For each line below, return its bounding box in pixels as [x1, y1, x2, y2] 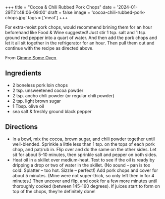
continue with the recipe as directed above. [5, 45, 94, 51]
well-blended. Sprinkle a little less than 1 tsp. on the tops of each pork [12, 141, 155, 147]
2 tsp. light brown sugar [12, 98, 61, 104]
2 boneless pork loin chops [12, 82, 68, 88]
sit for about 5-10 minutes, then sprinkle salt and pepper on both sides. [12, 152, 158, 158]
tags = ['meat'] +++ [28, 15, 68, 20]
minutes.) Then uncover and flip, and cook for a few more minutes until [12, 178, 158, 184]
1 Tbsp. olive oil [12, 103, 45, 109]
